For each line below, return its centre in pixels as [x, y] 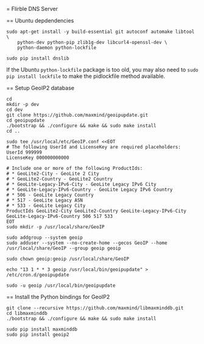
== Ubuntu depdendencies [40, 20]
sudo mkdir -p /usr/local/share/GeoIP [55, 227]
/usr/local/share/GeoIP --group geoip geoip [64, 248]
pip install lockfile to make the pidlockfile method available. [86, 76]
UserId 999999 [24, 152]
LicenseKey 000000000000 [38, 158]
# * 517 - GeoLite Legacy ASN [45, 200]
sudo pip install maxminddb [42, 329]
